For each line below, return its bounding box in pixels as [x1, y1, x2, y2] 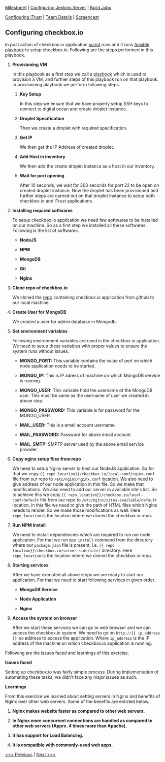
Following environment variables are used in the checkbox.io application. [12, 337, 161, 343]
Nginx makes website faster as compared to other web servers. [12, 708, 145, 714]
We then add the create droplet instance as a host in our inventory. [19, 163, 155, 169]
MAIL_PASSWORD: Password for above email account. [19, 431, 132, 437]
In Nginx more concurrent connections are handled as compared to [12, 717, 153, 724]
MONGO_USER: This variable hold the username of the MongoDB [19, 387, 153, 393]
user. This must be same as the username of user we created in [19, 392, 149, 398]
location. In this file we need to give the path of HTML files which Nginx [12, 502, 158, 508]
